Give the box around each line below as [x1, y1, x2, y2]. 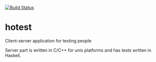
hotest [5, 22, 32, 33]
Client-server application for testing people [5, 38, 92, 43]
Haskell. [5, 52, 21, 58]
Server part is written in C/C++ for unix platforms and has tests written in [5, 47, 152, 53]
